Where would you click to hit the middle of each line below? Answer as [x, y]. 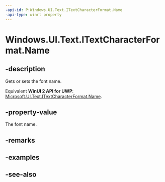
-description [25, 69]
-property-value [31, 112]
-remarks [20, 140]
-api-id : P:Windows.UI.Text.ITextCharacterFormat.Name [64, 10]
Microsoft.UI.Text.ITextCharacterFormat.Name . [54, 96]
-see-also [21, 175]
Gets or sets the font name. [33, 81]
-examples [22, 157]
